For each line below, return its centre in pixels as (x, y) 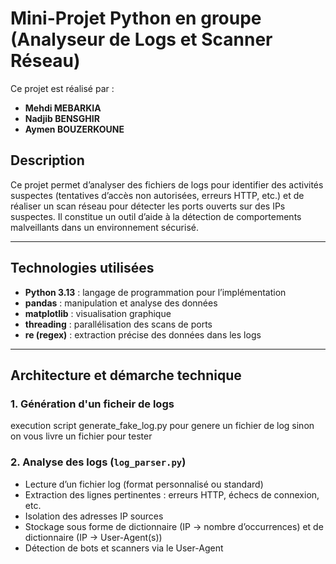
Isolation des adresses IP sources (94, 516)
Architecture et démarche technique (126, 375)
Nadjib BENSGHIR (62, 118)
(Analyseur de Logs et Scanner (141, 39)
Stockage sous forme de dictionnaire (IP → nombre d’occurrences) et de (174, 526)
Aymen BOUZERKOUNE (74, 129)
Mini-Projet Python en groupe (136, 18)
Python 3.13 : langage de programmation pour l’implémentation (155, 292)
